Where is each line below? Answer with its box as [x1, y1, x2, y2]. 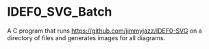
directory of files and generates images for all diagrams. [7, 33, 166, 42]
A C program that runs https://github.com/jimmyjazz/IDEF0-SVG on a [7, 27, 202, 35]
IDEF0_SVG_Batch [7, 4, 112, 20]
